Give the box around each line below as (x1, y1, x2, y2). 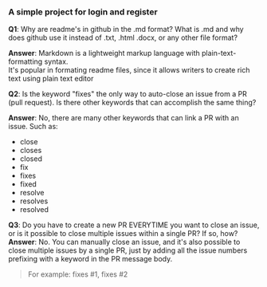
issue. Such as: (8, 122, 58, 132)
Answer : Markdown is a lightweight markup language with (8, 49, 201, 58)
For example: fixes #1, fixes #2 (27, 269, 128, 279)
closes (19, 146, 42, 155)
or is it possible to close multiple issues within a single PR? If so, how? (8, 229, 238, 238)
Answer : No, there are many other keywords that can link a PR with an (8, 113, 239, 123)
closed (19, 154, 42, 163)
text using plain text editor (8, 74, 94, 84)
